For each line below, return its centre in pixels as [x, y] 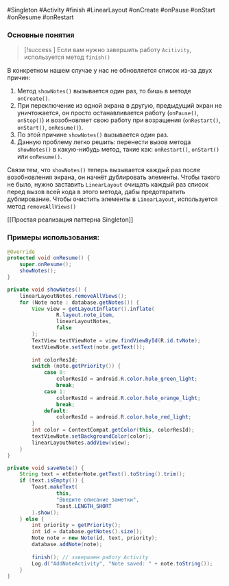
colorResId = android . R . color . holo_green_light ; [126, 379]
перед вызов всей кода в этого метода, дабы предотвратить [96, 192]
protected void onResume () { [49, 258]
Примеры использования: [53, 237]
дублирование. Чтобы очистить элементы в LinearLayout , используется [112, 199]
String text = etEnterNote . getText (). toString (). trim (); [103, 474]
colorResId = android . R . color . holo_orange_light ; [128, 398]
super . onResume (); [46, 265]
